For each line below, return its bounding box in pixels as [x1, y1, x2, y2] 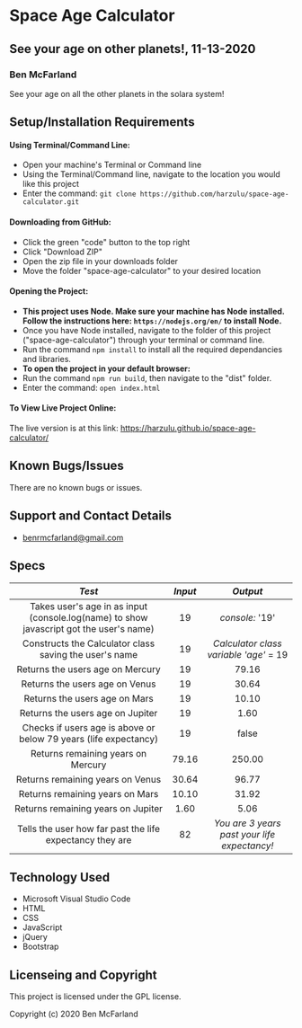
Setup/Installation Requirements [9, 114, 195, 130]
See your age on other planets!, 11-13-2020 [9, 41, 256, 57]
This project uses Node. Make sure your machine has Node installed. [22, 306, 285, 316]
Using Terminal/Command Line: [9, 139, 130, 150]
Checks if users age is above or [22, 721, 155, 733]
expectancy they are [45, 833, 132, 846]
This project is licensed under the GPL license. [9, 991, 182, 1002]
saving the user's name [39, 648, 138, 660]
